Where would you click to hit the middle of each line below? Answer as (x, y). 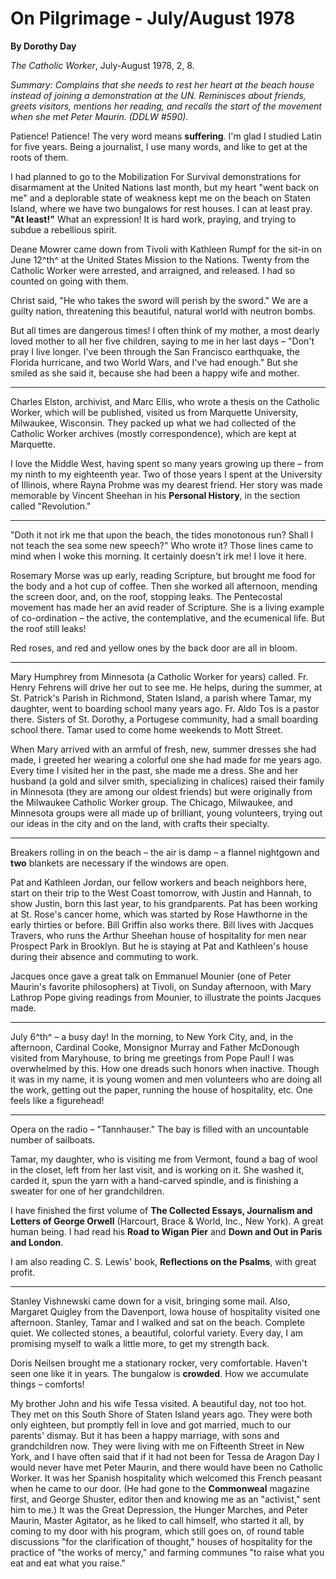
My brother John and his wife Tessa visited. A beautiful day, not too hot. (158, 1403)
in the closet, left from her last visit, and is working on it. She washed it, (157, 1169)
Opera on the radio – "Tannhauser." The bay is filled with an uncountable (160, 1129)
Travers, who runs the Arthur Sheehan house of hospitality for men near (158, 935)
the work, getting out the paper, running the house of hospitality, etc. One (161, 1089)
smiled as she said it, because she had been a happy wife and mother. (155, 373)
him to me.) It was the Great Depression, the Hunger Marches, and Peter (159, 1509)
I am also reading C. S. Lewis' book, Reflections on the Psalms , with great (163, 1261)
